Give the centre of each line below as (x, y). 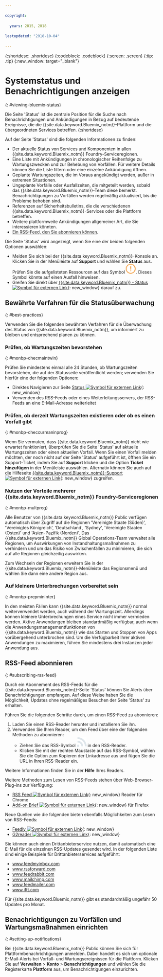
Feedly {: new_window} (63, 829)
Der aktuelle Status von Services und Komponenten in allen (72, 149)
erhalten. (14, 705)
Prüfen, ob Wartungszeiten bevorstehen (54, 347)
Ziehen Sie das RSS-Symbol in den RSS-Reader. (73, 745)
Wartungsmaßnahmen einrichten (56, 927)
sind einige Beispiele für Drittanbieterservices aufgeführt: (63, 854)
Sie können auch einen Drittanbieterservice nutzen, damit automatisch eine (80, 843)
